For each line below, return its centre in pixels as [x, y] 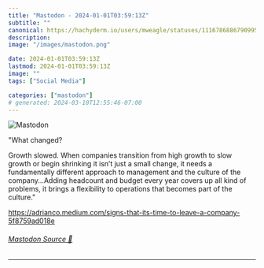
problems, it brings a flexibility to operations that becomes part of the [121, 189]
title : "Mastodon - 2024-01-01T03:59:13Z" [79, 15]
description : [29, 37]
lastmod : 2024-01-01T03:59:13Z [59, 67]
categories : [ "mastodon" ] [50, 95]
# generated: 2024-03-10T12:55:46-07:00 [75, 102]
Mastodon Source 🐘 [40, 239]
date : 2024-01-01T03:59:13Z [54, 59]
